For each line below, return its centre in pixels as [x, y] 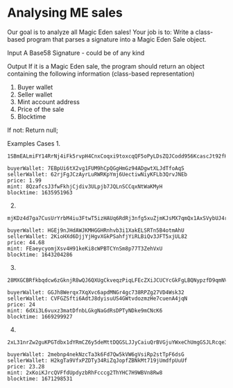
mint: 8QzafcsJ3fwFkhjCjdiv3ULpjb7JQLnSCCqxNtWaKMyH [85, 186]
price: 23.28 [26, 366]
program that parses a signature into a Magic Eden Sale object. [116, 39]
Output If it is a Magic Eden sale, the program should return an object [106, 66]
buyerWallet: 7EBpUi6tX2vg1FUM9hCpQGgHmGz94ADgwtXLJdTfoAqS [96, 168]
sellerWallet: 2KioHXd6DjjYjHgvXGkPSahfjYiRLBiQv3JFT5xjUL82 [97, 236]
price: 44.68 [26, 242]
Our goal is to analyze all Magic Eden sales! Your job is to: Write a [101, 32]
